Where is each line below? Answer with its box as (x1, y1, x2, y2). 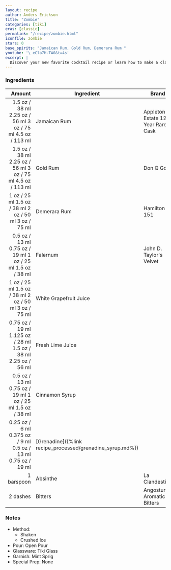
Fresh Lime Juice (35, 341, 77, 348)
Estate (143, 115, 159, 122)
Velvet (143, 258, 159, 265)
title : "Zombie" (5, 17, 40, 22)
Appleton (143, 108, 165, 115)
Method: (12, 526, 31, 532)
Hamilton (143, 204, 165, 212)
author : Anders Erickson (5, 12, 58, 17)
